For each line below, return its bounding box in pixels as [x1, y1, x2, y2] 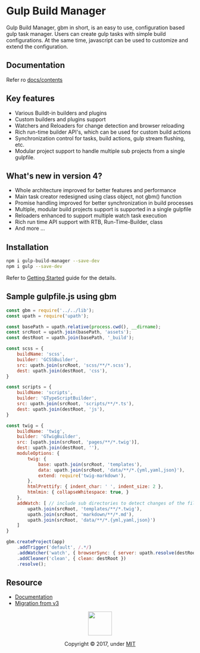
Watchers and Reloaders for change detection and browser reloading [14, 122, 185, 129]
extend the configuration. [6, 43, 68, 50]
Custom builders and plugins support [14, 115, 106, 123]
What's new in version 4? [6, 171, 102, 181]
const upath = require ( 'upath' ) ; [6, 313, 89, 319]
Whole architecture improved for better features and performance [14, 187, 177, 194]
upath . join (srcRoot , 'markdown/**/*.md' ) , [27, 512, 135, 518]
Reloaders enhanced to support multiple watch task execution [14, 212, 167, 219]
